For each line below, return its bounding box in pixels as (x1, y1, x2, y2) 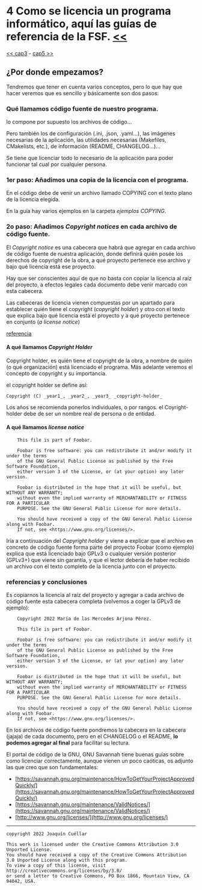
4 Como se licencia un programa (6, 4, 171, 18)
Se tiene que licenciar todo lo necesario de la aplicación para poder (6, 155, 174, 162)
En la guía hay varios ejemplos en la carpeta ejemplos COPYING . (6, 208, 167, 215)
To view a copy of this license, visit (6, 862, 106, 869)
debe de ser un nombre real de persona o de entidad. (23, 410, 156, 417)
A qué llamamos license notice (6, 424, 85, 431)
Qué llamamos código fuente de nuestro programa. (6, 104, 159, 113)
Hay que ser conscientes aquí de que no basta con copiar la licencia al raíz (6, 274, 192, 282)
